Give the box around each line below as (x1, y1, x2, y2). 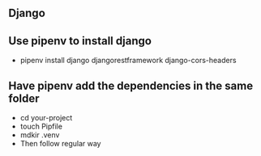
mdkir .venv (19, 130, 60, 140)
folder (8, 91, 40, 105)
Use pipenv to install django (8, 34, 152, 48)
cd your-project (19, 113, 73, 123)
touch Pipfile (19, 121, 63, 132)
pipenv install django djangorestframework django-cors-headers (19, 56, 237, 65)
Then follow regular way (19, 139, 101, 149)
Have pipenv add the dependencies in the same (8, 78, 254, 92)
